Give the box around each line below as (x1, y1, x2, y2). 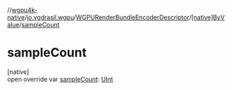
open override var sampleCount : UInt (7, 75, 113, 83)
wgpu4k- (11, 6, 38, 14)
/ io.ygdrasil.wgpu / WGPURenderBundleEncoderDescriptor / (24, 13, 192, 21)
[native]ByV (190, 13, 225, 21)
